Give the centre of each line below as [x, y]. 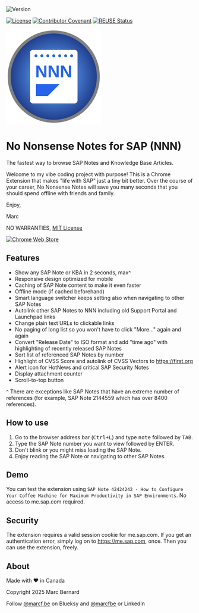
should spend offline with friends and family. [61, 193]
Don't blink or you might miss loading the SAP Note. [78, 450]
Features [23, 258]
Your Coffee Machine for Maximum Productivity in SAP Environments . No [97, 495]
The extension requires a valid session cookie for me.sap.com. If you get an [99, 535]
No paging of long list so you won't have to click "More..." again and [98, 329]
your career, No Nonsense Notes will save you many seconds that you [92, 187]
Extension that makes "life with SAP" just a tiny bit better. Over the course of [99, 180]
